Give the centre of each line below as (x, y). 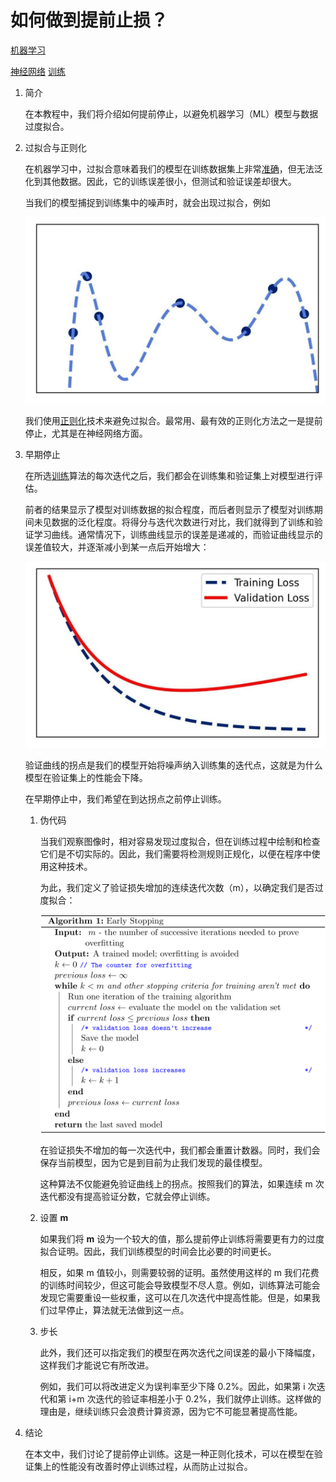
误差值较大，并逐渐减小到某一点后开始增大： (117, 547)
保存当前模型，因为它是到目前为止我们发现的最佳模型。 (153, 1163)
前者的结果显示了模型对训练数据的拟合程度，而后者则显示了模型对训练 (169, 509)
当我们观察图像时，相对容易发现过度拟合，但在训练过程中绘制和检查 (180, 841)
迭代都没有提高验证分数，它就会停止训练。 (127, 1197)
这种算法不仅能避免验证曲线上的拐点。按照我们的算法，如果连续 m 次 (182, 1184)
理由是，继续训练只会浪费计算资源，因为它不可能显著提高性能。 (171, 1412)
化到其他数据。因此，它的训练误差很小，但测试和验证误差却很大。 (160, 181)
